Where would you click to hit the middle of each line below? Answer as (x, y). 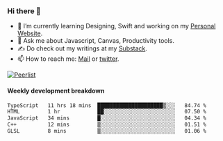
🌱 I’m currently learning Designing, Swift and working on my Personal (116, 26)
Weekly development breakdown (56, 91)
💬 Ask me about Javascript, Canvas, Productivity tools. (96, 41)
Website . (30, 33)
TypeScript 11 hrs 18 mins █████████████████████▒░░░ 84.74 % (107, 105)
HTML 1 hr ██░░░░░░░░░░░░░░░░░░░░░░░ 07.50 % (107, 112)
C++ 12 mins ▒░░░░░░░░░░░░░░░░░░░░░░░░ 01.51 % (107, 125)
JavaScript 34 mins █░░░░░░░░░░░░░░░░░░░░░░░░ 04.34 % (107, 118)
